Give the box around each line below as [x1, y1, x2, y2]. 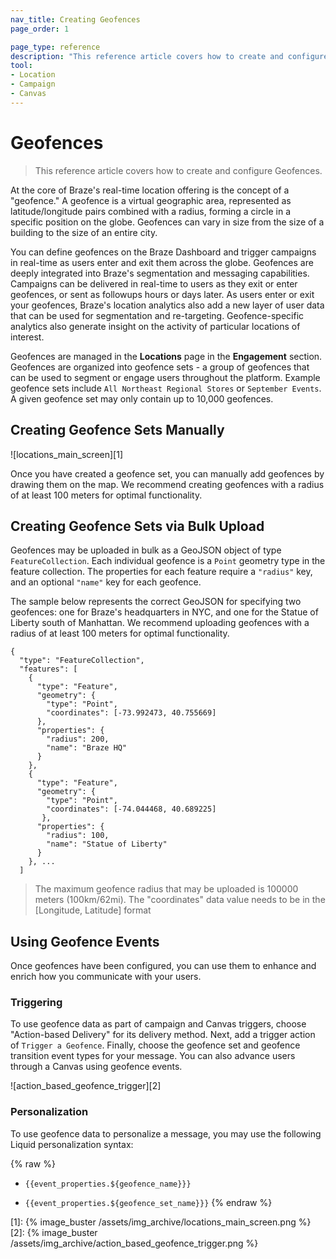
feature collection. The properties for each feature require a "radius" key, [10, 566, 313, 578]
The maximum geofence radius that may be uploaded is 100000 [34, 883, 299, 895]
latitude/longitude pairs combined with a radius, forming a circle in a [10, 205, 291, 217]
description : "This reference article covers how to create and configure [10, 51, 329, 61]
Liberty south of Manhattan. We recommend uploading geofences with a [10, 617, 310, 629]
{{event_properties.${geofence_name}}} [24, 1179, 192, 1189]
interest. [10, 331, 45, 343]
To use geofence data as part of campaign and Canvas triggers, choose [10, 1018, 307, 1030]
